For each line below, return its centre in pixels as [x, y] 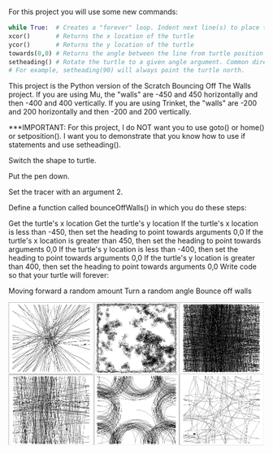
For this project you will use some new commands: [93, 12]
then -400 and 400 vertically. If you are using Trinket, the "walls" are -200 [133, 103]
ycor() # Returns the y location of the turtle [102, 45]
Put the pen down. [39, 176]
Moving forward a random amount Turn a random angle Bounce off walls [130, 291]
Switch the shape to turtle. [52, 161]
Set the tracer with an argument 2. [66, 192]
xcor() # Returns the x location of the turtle [102, 36]
